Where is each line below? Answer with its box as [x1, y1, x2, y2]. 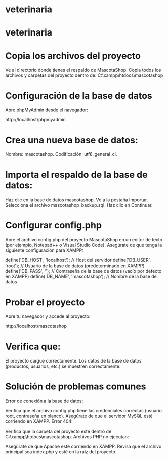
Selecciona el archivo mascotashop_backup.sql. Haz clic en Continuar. [5, 202, 153, 208]
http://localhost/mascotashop [5, 323, 67, 329]
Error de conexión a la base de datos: [5, 398, 83, 404]
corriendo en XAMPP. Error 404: [5, 418, 73, 424]
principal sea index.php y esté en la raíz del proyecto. [5, 448, 117, 455]
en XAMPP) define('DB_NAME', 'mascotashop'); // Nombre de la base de [5, 273, 157, 280]
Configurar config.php [5, 220, 102, 232]
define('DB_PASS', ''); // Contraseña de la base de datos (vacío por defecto [5, 268, 162, 274]
